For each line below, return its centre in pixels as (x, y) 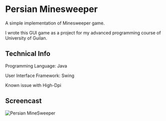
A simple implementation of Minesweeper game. (55, 23)
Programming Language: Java (36, 65)
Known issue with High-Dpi (33, 85)
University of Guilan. (26, 38)
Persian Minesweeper (51, 9)
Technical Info (28, 54)
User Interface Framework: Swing (40, 75)
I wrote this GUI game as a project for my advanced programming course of (83, 32)
